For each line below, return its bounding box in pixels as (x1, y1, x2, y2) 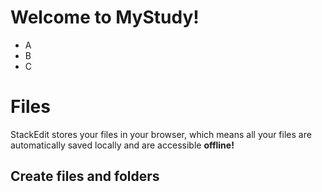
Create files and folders (10, 168, 160, 185)
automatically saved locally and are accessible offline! (10, 139, 235, 151)
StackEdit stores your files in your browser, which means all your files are (10, 128, 312, 140)
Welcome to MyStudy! (10, 6, 200, 29)
